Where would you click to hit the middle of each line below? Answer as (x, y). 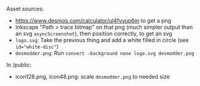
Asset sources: (25, 9)
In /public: (19, 65)
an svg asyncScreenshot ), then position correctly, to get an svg (94, 34)
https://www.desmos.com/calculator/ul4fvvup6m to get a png (93, 20)
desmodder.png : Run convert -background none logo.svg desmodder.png (105, 53)
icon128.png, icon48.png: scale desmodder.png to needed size (92, 77)
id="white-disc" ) (37, 46)
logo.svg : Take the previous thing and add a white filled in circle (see (102, 40)
